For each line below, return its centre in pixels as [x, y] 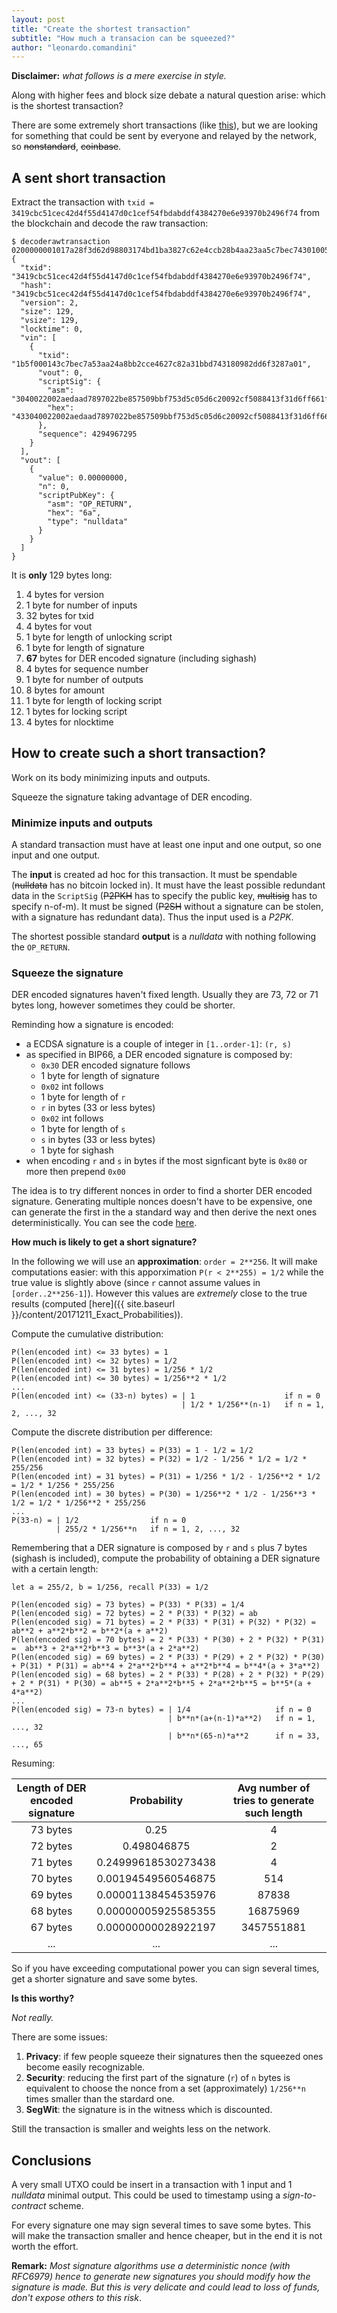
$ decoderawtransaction [61, 242]
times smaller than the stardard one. [100, 2099]
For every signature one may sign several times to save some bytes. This [161, 2225]
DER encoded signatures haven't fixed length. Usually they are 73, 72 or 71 [165, 995]
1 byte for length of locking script [94, 701]
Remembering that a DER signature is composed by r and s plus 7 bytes [159, 1548]
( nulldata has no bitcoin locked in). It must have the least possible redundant [168, 885]
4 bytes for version [64, 595]
